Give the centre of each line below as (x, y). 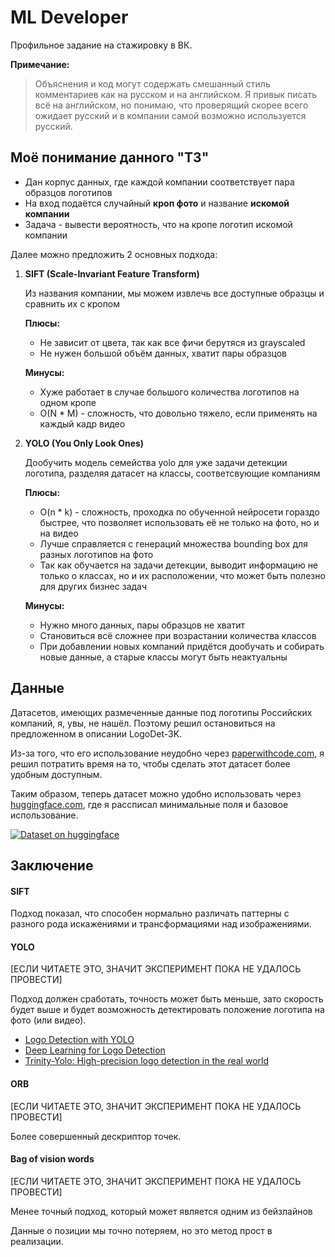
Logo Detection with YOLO (79, 1040)
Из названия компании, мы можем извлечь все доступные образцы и (174, 293)
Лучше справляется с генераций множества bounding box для (173, 543)
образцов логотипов (68, 192)
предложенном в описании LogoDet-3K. (96, 733)
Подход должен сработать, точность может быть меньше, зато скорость (167, 999)
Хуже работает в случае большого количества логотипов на (169, 392)
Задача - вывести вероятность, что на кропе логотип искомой (158, 224)
